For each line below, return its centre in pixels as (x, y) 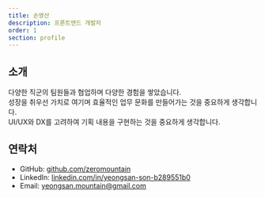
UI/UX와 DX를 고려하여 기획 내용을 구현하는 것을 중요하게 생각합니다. (114, 122)
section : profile (37, 38)
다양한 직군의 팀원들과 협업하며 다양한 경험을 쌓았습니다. (95, 93)
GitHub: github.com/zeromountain (75, 169)
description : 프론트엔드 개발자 (55, 23)
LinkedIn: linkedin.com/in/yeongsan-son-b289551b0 (105, 177)
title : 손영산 (29, 15)
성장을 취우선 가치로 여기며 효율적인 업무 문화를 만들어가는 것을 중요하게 (119, 102)
